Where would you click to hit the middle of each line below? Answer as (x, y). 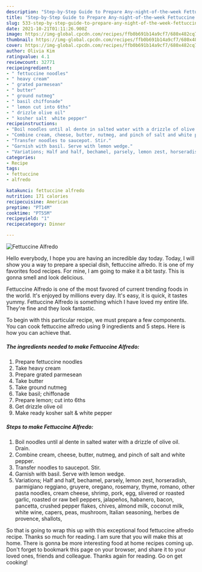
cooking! (17, 562)
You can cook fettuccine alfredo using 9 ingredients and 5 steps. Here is (96, 326)
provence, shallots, (38, 518)
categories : (21, 157)
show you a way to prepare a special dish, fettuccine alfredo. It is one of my (100, 265)
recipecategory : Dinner (36, 224)
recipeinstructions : (32, 124)
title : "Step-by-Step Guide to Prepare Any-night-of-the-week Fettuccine (101, 17)
